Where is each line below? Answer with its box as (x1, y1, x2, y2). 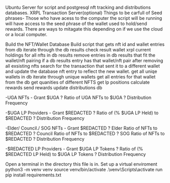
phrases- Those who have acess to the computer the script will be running (5, 15, 162, 21)
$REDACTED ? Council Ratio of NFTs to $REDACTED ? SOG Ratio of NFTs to (5, 130, 165, 137)
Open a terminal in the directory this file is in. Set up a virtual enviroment (5, 161, 157, 167)
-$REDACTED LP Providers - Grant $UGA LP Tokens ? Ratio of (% (5, 146, 143, 152)
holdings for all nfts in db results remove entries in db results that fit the (5, 52, 156, 58)
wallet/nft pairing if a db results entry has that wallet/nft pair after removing (5, 58, 163, 63)
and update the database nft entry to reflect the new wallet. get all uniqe (5, 68, 157, 74)
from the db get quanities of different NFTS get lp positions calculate (5, 79, 150, 85)
